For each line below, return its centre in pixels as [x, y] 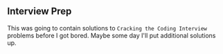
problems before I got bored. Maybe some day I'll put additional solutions [111, 35]
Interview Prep [39, 11]
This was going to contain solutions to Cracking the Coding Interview [107, 28]
